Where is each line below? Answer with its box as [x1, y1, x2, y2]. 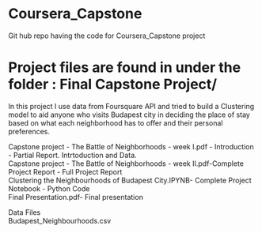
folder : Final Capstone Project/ [8, 76, 218, 93]
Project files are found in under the [8, 58, 241, 77]
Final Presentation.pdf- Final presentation [8, 192, 144, 201]
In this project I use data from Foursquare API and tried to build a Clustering [8, 101, 255, 111]
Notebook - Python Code [8, 183, 90, 194]
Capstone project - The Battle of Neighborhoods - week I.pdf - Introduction [8, 141, 255, 151]
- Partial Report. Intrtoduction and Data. [8, 150, 137, 160]
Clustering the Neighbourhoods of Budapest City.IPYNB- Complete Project [8, 175, 252, 185]
